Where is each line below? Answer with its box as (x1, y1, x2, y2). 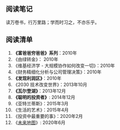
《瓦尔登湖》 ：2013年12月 (13, 88, 66, 94)
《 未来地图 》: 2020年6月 (13, 119, 66, 125)
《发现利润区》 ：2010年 (13, 75, 62, 81)
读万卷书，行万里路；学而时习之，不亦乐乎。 (6, 19, 100, 25)
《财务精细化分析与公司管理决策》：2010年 (13, 69, 102, 75)
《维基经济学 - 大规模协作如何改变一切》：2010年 (13, 62, 115, 68)
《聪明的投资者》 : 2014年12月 (13, 94, 76, 100)
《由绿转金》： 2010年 (13, 56, 58, 62)
